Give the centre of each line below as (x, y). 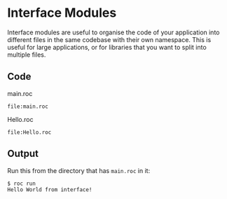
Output (23, 154)
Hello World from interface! (50, 190)
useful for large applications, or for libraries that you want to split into (107, 47)
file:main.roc (28, 107)
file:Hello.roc (29, 132)
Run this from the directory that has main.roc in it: (79, 170)
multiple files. (27, 55)
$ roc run (22, 184)
